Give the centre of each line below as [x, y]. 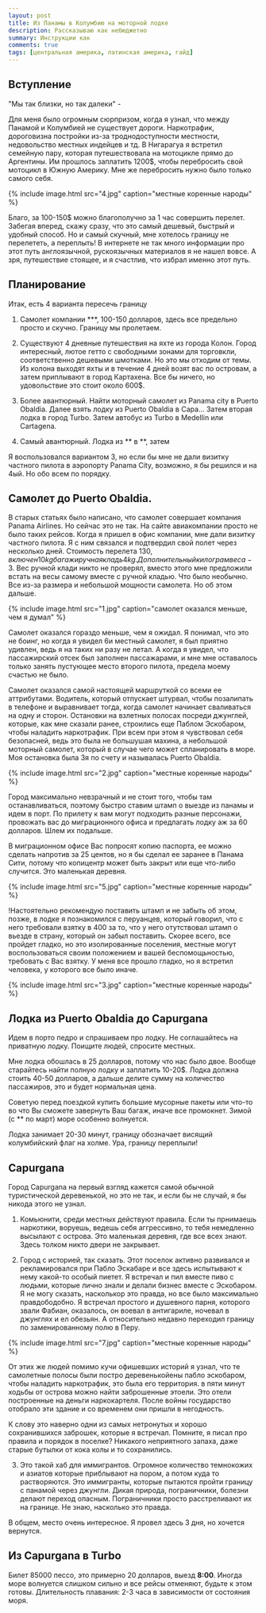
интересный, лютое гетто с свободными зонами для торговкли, [128, 351]
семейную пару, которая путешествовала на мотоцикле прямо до [121, 152]
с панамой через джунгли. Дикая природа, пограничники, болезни [134, 1491]
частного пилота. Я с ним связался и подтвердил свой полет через [123, 543]
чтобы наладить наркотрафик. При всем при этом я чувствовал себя [126, 732]
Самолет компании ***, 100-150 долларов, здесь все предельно [129, 319]
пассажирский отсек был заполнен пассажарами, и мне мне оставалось [133, 658]
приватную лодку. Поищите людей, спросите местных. [102, 1046]
